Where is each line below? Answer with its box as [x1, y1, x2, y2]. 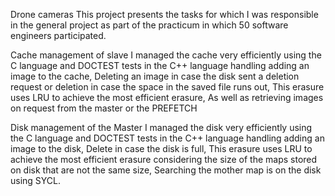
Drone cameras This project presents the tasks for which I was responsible [10, 9, 319, 20]
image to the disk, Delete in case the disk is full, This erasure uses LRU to [10, 143, 313, 154]
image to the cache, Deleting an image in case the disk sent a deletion [10, 70, 300, 82]
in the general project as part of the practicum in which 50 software [10, 19, 289, 31]
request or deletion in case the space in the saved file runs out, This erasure [10, 81, 325, 93]
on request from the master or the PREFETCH [10, 102, 198, 114]
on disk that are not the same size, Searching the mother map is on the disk [10, 164, 322, 176]
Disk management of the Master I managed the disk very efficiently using [10, 122, 313, 133]
